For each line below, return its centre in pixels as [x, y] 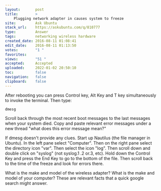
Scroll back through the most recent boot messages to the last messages [78, 118]
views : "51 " [26, 59]
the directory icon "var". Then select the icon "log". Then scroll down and [78, 148]
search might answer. [27, 183]
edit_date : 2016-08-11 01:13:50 [41, 45]
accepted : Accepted [29, 63]
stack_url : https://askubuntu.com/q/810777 [53, 28]
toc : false [26, 73]
